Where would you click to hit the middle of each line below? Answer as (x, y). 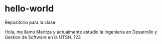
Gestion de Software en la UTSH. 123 (43, 37)
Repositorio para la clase (30, 22)
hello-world (29, 9)
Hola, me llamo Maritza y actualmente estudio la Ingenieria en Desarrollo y (81, 32)
